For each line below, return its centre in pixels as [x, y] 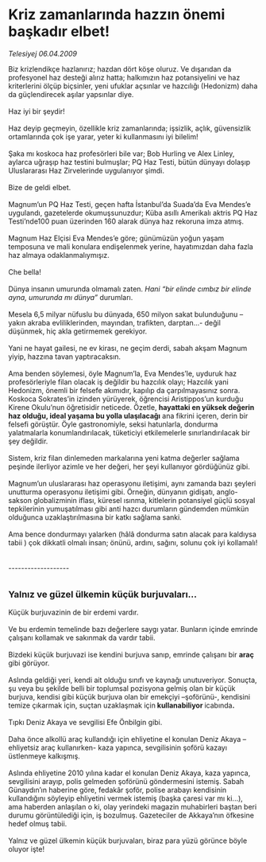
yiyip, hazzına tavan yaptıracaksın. [65, 357]
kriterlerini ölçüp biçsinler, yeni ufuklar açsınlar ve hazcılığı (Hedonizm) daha [133, 86]
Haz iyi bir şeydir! [37, 111]
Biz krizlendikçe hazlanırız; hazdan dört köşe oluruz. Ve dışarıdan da [120, 68]
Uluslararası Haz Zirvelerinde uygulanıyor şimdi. [87, 170]
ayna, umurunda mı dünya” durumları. [71, 297]
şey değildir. [28, 441]
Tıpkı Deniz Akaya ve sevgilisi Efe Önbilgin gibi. [85, 722]
